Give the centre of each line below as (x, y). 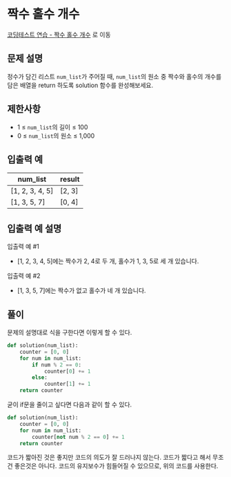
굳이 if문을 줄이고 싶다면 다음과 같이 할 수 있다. (70, 404)
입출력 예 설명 (34, 228)
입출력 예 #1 (23, 247)
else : (40, 377)
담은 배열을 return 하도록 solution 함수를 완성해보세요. (80, 85)
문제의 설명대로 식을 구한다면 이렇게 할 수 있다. (70, 332)
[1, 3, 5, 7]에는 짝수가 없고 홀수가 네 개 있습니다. (81, 290)
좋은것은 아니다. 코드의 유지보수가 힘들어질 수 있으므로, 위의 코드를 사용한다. (116, 466)
